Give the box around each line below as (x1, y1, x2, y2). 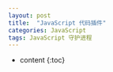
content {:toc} (19, 55, 66, 65)
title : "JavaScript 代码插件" (8, 19, 107, 27)
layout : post (8, 11, 51, 20)
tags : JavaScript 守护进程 (8, 33, 92, 42)
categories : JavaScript (8, 26, 87, 34)
